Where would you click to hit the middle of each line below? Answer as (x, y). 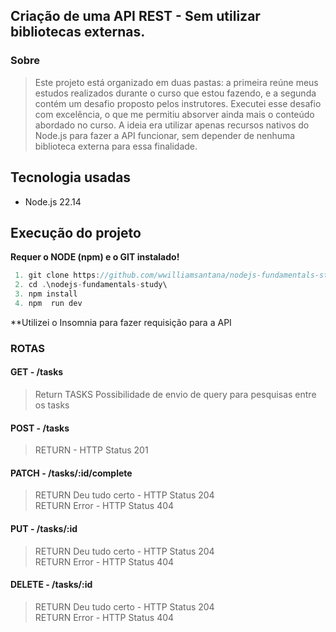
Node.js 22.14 (53, 201)
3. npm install (46, 294)
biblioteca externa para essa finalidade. (116, 146)
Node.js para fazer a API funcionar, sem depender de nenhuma (165, 135)
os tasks (52, 405)
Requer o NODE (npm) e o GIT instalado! (95, 257)
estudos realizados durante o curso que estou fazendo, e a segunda (175, 93)
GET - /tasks (37, 372)
